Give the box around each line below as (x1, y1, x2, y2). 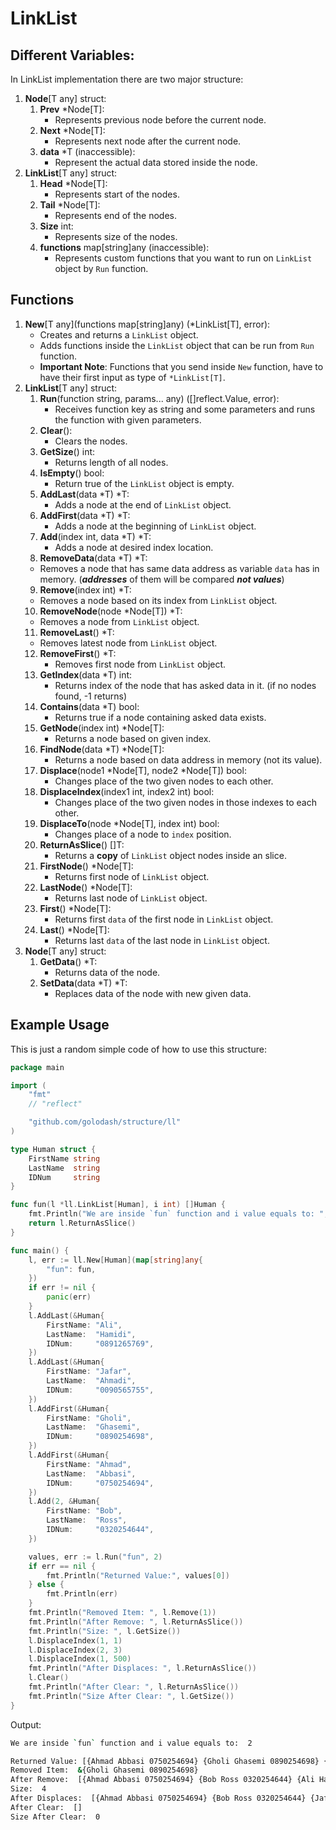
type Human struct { (10, 1144, 97, 1154)
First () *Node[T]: (39, 902, 112, 914)
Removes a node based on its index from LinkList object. (39, 594, 278, 606)
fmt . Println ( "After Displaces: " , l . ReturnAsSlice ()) (28, 1663, 257, 1674)
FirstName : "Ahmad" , (46, 1459, 132, 1469)
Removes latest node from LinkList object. (39, 637, 218, 649)
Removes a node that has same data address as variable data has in (39, 562, 320, 574)
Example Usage (10, 1017, 110, 1034)
